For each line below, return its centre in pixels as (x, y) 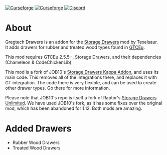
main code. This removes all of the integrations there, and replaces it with (81, 77)
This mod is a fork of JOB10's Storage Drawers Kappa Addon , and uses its (82, 72)
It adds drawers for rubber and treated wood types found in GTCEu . (75, 47)
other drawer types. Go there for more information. (58, 88)
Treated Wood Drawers (36, 147)
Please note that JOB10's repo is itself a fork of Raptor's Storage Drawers (81, 97)
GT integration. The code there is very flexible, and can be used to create (81, 82)
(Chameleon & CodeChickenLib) (38, 62)
